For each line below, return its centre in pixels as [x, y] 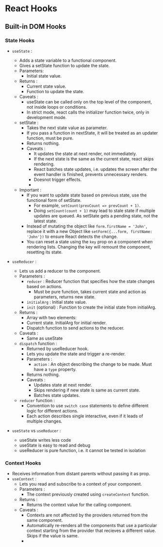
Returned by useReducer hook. [57, 349]
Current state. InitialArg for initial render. [66, 323]
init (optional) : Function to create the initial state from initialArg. [91, 307]
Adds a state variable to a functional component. [68, 60]
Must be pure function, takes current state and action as [90, 292]
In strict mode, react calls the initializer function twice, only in [88, 112]
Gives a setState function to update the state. [65, 65]
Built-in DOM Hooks [36, 27]
